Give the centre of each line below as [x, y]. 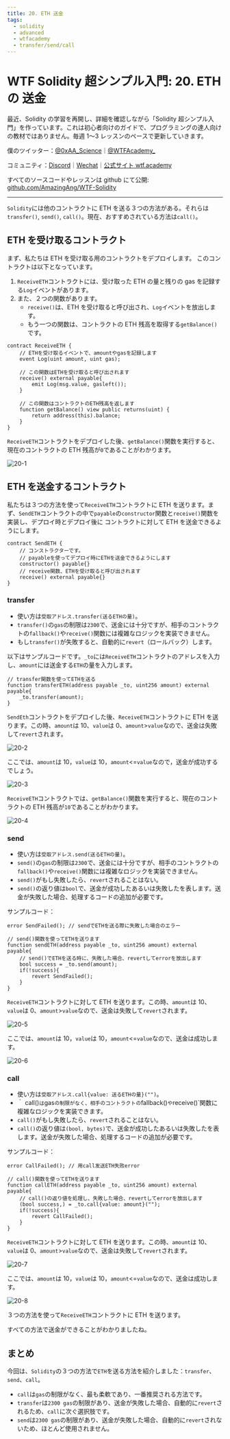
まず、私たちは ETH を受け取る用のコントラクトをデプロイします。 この [108, 258]
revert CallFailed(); [63, 1217]
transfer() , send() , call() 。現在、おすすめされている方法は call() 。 [104, 216]
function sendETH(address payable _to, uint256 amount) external [102, 945]
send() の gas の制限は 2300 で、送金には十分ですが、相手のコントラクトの [118, 863]
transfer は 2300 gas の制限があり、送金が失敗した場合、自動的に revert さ [119, 1403]
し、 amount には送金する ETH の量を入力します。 [72, 665]
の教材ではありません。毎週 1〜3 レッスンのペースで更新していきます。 [107, 136]
